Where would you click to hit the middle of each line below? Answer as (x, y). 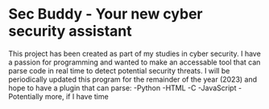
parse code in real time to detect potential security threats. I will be (119, 70)
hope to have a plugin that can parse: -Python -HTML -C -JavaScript (122, 88)
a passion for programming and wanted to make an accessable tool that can (134, 62)
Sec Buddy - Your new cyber (106, 14)
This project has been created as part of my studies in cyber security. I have (135, 53)
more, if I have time (77, 96)
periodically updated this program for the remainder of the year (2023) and (133, 79)
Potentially (26, 96)
